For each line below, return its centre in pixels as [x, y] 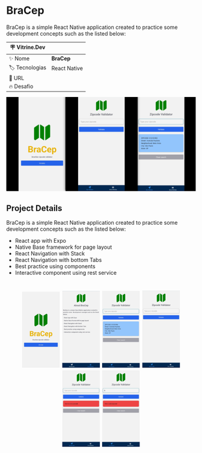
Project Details [34, 208]
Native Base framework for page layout [63, 247]
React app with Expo [40, 241]
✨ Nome [19, 58]
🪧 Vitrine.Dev [28, 47]
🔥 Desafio [21, 86]
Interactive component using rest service [66, 273]
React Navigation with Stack [50, 254]
